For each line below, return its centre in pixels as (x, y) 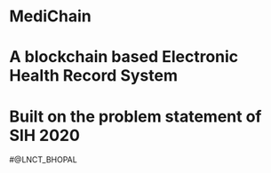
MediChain (50, 16)
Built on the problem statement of (135, 116)
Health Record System (93, 76)
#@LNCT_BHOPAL (43, 160)
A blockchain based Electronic (124, 57)
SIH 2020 (44, 135)
